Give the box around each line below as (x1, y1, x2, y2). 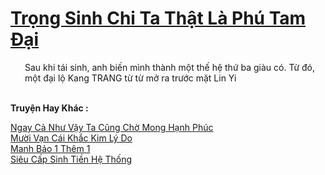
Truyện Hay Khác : (10, 102, 89, 114)
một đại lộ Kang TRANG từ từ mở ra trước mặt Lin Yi (24, 72, 237, 84)
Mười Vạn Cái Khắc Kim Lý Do (10, 132, 133, 144)
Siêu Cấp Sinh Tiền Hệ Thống (10, 153, 133, 165)
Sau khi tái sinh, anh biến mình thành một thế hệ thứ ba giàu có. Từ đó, (24, 61, 316, 73)
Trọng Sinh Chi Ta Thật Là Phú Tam (10, 7, 307, 30)
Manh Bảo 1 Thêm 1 (10, 142, 91, 154)
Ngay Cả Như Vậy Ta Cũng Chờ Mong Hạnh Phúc (10, 121, 214, 133)
